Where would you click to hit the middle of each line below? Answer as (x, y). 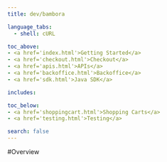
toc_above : (23, 46)
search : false (28, 132)
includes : (22, 92)
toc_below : (23, 105)
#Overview (23, 152)
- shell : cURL (34, 34)
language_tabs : (30, 27)
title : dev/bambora (36, 14)
